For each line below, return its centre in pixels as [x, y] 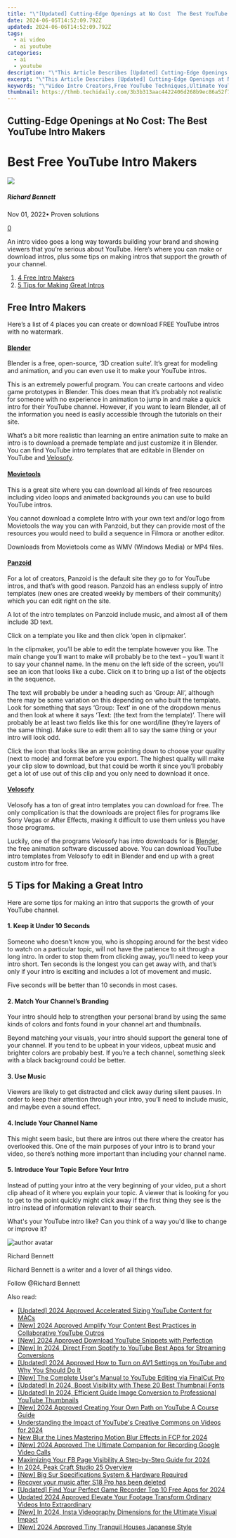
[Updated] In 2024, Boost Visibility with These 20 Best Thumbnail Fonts [121, 1385]
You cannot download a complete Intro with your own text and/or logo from [116, 518]
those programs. [31, 828]
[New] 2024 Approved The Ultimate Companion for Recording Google [118, 1445]
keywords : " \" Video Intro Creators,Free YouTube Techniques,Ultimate [111, 86]
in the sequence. [32, 679]
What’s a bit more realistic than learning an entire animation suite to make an [118, 436]
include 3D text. [30, 622]
